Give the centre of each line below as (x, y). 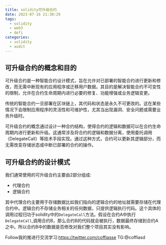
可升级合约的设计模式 (38, 162)
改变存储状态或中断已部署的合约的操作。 (55, 145)
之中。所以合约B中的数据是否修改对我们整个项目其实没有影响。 (69, 227)
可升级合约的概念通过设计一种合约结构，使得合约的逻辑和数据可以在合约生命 (83, 126)
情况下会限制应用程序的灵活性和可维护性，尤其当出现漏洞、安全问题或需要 (81, 110)
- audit (18, 47)
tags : (11, 19)
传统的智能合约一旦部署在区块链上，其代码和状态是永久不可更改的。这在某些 (83, 103)
